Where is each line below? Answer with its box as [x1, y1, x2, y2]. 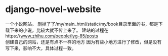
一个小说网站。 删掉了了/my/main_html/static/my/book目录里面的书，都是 [5, 21, 158, 27]
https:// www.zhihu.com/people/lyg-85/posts [5, 33, 99, 39]
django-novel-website [5, 4, 101, 15]
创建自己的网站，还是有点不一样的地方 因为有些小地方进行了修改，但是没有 [5, 39, 162, 45]
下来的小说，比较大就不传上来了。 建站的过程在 [9, 27, 109, 33]
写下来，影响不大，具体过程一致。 [5, 45, 76, 51]
